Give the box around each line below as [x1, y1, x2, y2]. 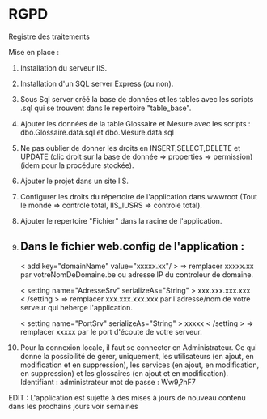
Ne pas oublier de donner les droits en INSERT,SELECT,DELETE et [19, 143, 241, 152]
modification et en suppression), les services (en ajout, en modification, [19, 360, 260, 370]
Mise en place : [8, 47, 59, 57]
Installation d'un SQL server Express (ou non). [19, 79, 174, 88]
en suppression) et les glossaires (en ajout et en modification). [19, 368, 229, 378]
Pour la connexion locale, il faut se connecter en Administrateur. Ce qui [19, 342, 257, 353]
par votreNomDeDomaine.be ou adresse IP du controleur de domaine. [19, 269, 253, 280]
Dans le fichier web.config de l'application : [19, 240, 245, 254]
